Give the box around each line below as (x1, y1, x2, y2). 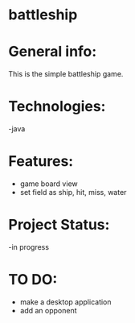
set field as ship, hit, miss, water (19, 188, 127, 197)
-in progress (8, 242, 50, 251)
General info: (8, 43, 97, 61)
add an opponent (19, 305, 78, 315)
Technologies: (8, 97, 106, 116)
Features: (8, 152, 74, 171)
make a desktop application (19, 296, 112, 307)
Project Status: (8, 216, 110, 234)
